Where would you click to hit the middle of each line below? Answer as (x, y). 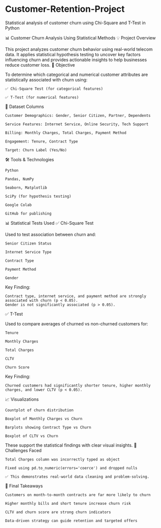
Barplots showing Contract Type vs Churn (48, 427)
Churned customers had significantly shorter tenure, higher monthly (78, 386)
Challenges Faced (23, 450)
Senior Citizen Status (28, 243)
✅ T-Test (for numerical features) (42, 97)
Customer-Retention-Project (65, 9)
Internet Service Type (28, 252)
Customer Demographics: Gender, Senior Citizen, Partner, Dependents (78, 115)
